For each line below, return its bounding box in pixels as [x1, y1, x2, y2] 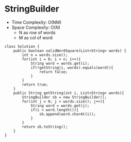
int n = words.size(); [22, 52, 68, 57]
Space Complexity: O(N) [11, 24, 61, 30]
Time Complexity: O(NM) [11, 19, 62, 25]
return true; [22, 82, 49, 87]
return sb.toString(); [22, 124, 68, 129]
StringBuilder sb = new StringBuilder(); [22, 95, 107, 99]
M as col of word [18, 35, 53, 41]
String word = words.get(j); [30, 103, 90, 108]
